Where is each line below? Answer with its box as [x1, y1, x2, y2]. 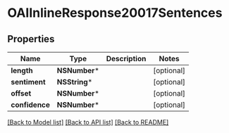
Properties [7, 33, 55, 45]
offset [11, 89, 32, 98]
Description [106, 54, 147, 63]
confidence [11, 100, 51, 110]
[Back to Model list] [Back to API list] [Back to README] [7, 118, 169, 126]
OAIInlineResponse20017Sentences [7, 5, 223, 21]
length [11, 65, 33, 75]
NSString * [56, 77, 93, 87]
